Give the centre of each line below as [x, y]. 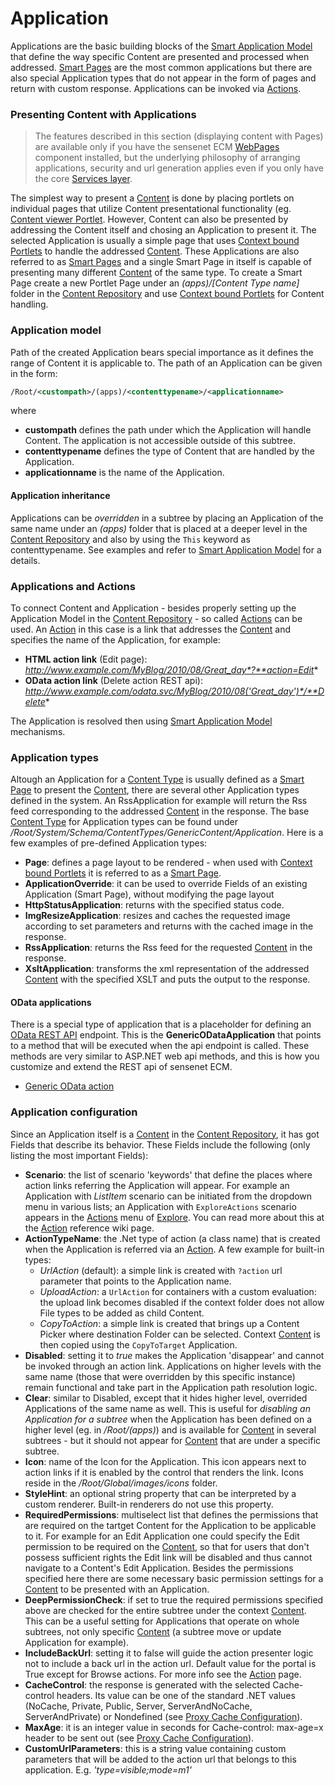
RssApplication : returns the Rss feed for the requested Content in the [168, 948]
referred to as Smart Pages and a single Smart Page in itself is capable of [161, 262]
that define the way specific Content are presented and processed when [160, 56]
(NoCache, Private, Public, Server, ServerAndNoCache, [138, 1706]
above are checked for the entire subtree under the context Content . [165, 1610]
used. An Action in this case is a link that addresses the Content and [151, 629]
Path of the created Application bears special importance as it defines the [162, 352]
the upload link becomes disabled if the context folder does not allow [182, 1302]
